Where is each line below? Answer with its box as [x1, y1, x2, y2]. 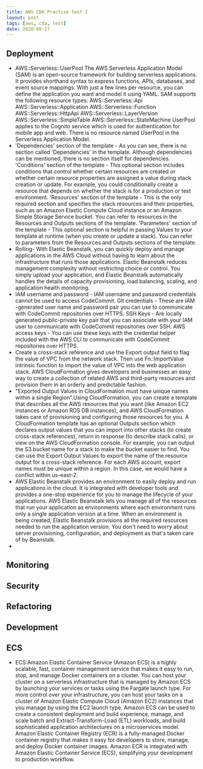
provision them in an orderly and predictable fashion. [15, 381, 147, 388]
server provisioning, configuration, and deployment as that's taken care [15, 529, 194, 537]
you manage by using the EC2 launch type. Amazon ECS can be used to [15, 704, 195, 711]
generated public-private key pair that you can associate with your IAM [15, 317, 193, 324]
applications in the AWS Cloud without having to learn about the [15, 252, 175, 259]
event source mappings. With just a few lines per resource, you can [15, 84, 184, 91]
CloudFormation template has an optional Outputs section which [15, 420, 176, 427]
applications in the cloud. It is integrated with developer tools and [15, 485, 179, 492]
